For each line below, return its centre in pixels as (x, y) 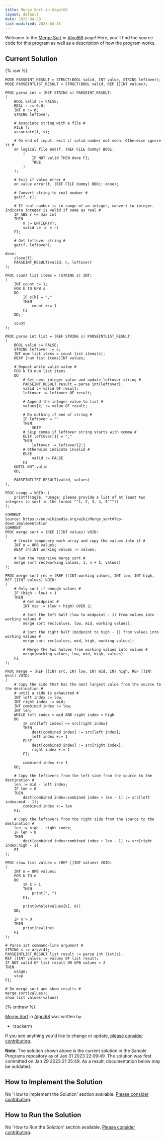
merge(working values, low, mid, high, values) (73, 654)
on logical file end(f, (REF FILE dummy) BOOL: (64, 150)
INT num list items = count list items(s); (60, 354)
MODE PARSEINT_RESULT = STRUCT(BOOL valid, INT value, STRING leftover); (83, 80)
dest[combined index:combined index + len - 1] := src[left (86, 798)
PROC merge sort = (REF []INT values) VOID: (52, 532)
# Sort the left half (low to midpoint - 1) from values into (89, 615)
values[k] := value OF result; (55, 406)
